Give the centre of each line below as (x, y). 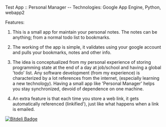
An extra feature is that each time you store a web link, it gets (75, 98)
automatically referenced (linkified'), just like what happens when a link (85, 104)
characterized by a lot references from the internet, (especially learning (86, 78)
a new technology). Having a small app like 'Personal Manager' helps (83, 83)
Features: (15, 22)
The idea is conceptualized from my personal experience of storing (81, 62)
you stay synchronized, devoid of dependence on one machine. (78, 89)
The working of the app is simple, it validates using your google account (87, 47)
